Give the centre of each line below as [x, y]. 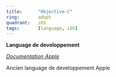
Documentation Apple [33, 56]
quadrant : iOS [26, 23]
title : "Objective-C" [39, 12]
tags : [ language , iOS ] [42, 28]
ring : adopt [29, 17]
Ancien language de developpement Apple [58, 68]
